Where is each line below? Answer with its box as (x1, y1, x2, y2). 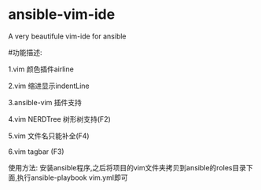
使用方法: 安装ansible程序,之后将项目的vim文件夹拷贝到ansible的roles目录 (8, 163, 246, 172)
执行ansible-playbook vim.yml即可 (17, 173, 128, 182)
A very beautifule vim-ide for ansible (8, 31, 127, 41)
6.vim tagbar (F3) (8, 147, 64, 156)
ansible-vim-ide (8, 5, 116, 24)
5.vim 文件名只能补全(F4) (8, 131, 90, 141)
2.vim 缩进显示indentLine (8, 81, 90, 90)
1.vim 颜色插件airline (8, 64, 75, 74)
